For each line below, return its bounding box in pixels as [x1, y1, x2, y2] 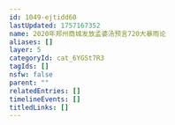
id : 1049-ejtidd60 [9, 12, 77, 22]
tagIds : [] [9, 62, 49, 71]
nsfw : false [9, 70, 53, 79]
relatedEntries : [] [9, 86, 81, 95]
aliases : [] [9, 37, 53, 47]
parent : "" [9, 78, 49, 87]
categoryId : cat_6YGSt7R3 [9, 54, 104, 62]
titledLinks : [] [9, 103, 69, 112]
